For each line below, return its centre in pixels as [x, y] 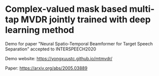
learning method [40, 30]
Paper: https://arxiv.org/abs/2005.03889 [46, 68]
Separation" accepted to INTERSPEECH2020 [51, 49]
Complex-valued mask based [66, 9]
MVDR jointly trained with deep [86, 19]
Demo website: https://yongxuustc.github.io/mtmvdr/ [59, 58]
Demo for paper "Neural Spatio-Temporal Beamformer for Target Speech [79, 43]
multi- [142, 9]
